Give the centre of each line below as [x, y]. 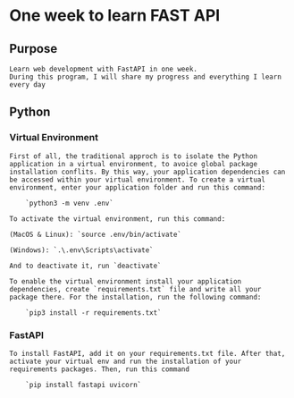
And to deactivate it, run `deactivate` [86, 266]
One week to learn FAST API [115, 16]
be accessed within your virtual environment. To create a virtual [138, 180]
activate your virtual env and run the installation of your [126, 361]
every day [28, 85]
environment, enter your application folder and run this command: [138, 187]
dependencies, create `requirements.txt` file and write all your [135, 289]
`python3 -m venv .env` [70, 203]
